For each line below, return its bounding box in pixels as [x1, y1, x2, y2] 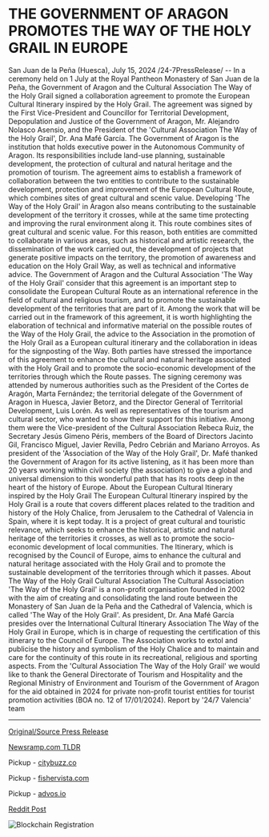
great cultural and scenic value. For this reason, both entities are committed [8, 227, 258, 236]
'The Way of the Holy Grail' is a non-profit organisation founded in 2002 [8, 584, 246, 594]
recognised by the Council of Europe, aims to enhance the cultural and [8, 550, 242, 560]
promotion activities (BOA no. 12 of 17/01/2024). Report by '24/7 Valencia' [8, 694, 251, 705]
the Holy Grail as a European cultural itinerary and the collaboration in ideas [8, 337, 258, 347]
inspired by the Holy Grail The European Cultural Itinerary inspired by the [8, 490, 248, 501]
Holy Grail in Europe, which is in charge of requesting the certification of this [8, 626, 261, 637]
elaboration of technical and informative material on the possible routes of [8, 320, 252, 330]
